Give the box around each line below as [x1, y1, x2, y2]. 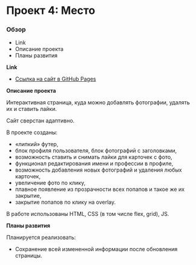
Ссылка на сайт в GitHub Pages [15, 75, 96, 82]
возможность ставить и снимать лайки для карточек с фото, [15, 153, 172, 161]
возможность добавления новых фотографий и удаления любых [15, 166, 183, 173]
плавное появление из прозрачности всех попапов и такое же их [15, 186, 185, 193]
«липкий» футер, [15, 141, 59, 148]
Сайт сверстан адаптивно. [6, 117, 75, 124]
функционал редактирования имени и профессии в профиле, [15, 160, 174, 167]
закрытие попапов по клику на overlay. [15, 198, 116, 206]
